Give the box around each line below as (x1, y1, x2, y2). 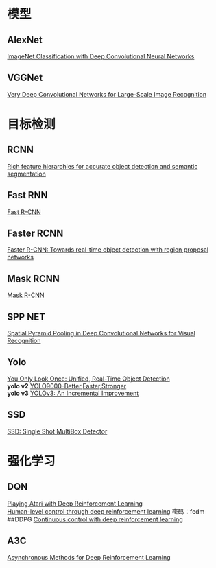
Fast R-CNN (7, 207, 41, 216)
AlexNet (7, 34, 43, 45)
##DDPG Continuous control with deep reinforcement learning (7, 515, 183, 523)
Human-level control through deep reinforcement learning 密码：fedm (7, 507, 205, 515)
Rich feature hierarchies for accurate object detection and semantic (7, 162, 198, 170)
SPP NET (7, 311, 46, 322)
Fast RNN (7, 189, 48, 201)
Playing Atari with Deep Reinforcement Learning (7, 499, 143, 508)
